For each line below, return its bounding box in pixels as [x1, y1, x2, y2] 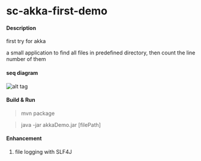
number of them [6, 56, 46, 63]
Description [6, 24, 37, 31]
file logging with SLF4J [14, 148, 72, 155]
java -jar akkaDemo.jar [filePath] [20, 121, 101, 128]
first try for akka [6, 38, 46, 45]
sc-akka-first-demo [6, 4, 108, 18]
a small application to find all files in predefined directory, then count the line [6, 49, 196, 56]
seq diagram [6, 69, 38, 76]
